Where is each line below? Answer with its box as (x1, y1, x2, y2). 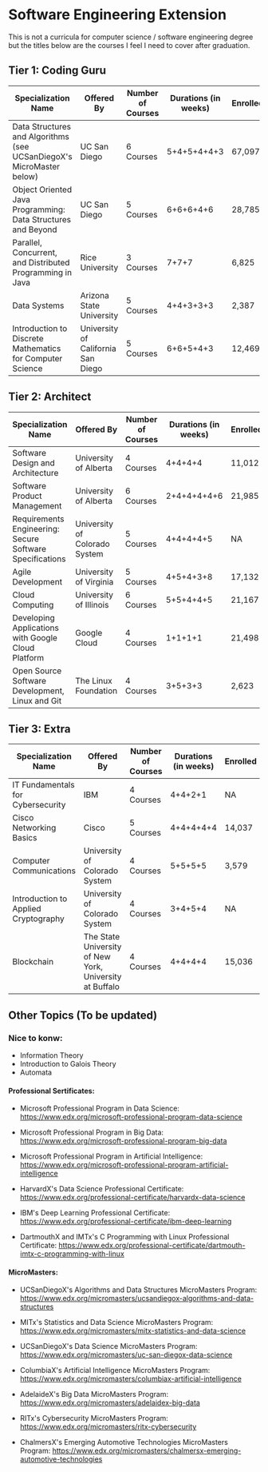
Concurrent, (12, 246, 57, 257)
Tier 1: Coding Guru (8, 64, 106, 78)
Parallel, (12, 237, 42, 248)
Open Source (12, 665, 62, 676)
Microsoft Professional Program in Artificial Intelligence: (19, 1151, 203, 1161)
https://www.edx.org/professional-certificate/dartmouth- (58, 1241, 246, 1251)
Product (12, 490, 42, 501)
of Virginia (75, 576, 114, 587)
